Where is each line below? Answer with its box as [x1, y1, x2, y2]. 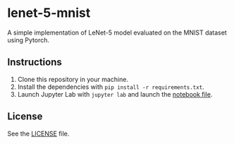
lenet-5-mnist [7, 5, 91, 21]
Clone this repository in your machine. [17, 75, 129, 83]
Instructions [7, 56, 62, 68]
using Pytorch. [7, 35, 50, 44]
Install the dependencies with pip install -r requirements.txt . [17, 83, 204, 91]
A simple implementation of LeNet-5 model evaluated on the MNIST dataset [7, 28, 227, 37]
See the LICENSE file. [7, 129, 70, 138]
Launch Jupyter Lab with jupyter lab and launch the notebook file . [17, 90, 213, 98]
